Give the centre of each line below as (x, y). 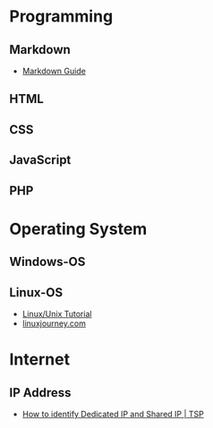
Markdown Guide (54, 71)
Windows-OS (47, 262)
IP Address (40, 393)
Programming (61, 17)
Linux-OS (36, 292)
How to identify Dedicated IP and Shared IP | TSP (113, 414)
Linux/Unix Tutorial (57, 313)
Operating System (78, 229)
